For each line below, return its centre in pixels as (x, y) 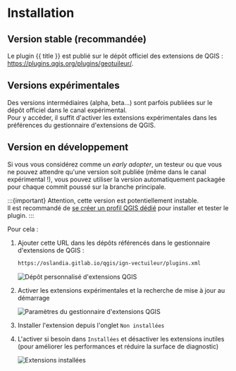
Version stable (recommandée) (77, 39)
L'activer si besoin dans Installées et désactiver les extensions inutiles (121, 339)
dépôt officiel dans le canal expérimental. (67, 110)
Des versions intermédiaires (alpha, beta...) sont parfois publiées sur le (110, 102)
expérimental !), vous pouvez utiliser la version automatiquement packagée (116, 179)
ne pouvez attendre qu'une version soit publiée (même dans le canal (107, 171)
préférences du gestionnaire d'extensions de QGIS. (82, 125)
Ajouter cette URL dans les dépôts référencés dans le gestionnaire (114, 243)
